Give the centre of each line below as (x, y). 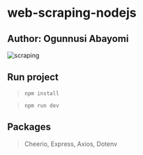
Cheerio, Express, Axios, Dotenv (70, 144)
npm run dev (42, 105)
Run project (33, 77)
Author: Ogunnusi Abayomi (68, 39)
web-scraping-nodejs (72, 13)
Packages (29, 127)
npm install (42, 93)
